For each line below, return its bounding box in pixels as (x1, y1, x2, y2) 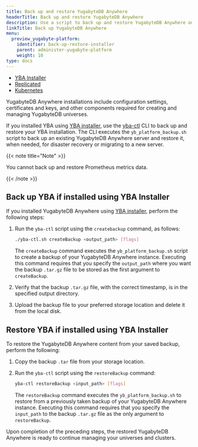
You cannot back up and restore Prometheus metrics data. (6, 163, 148, 171)
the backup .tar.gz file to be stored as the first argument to (14, 266, 160, 273)
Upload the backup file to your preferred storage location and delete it (14, 302, 186, 309)
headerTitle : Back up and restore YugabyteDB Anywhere (6, 14, 144, 20)
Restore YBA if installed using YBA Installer (6, 325, 169, 335)
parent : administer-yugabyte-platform (16, 47, 112, 53)
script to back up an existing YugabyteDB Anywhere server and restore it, (6, 134, 184, 141)
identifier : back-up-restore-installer (16, 42, 115, 48)
